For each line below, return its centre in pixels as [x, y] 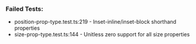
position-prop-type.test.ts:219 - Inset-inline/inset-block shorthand [95, 22]
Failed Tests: [24, 9]
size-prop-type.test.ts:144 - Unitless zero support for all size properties [102, 34]
